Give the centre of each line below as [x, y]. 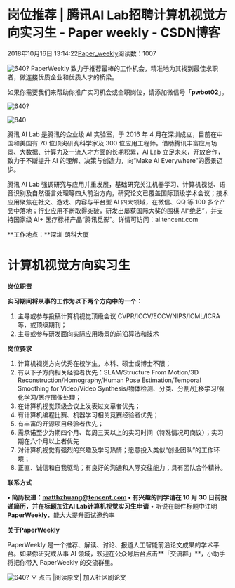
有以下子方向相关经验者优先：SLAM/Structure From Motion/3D [108, 372]
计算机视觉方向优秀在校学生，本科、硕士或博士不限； [94, 363]
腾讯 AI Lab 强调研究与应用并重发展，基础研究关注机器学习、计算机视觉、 [113, 184]
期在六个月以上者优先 [48, 441]
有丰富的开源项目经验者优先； [60, 424]
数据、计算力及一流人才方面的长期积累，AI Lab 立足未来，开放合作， [125, 152]
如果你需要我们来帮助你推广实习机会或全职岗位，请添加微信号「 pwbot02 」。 [117, 92]
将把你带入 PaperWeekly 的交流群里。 [62, 562]
